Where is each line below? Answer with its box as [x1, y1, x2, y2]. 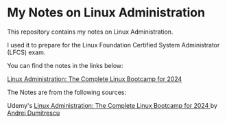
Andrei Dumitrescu [7, 109, 60, 117]
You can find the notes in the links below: [7, 61, 123, 69]
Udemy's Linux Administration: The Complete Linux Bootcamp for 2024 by [7, 101, 218, 109]
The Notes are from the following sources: [7, 88, 127, 96]
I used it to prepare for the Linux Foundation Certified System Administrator [7, 41, 220, 49]
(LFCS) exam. [7, 48, 46, 56]
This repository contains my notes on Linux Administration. [7, 27, 174, 36]
